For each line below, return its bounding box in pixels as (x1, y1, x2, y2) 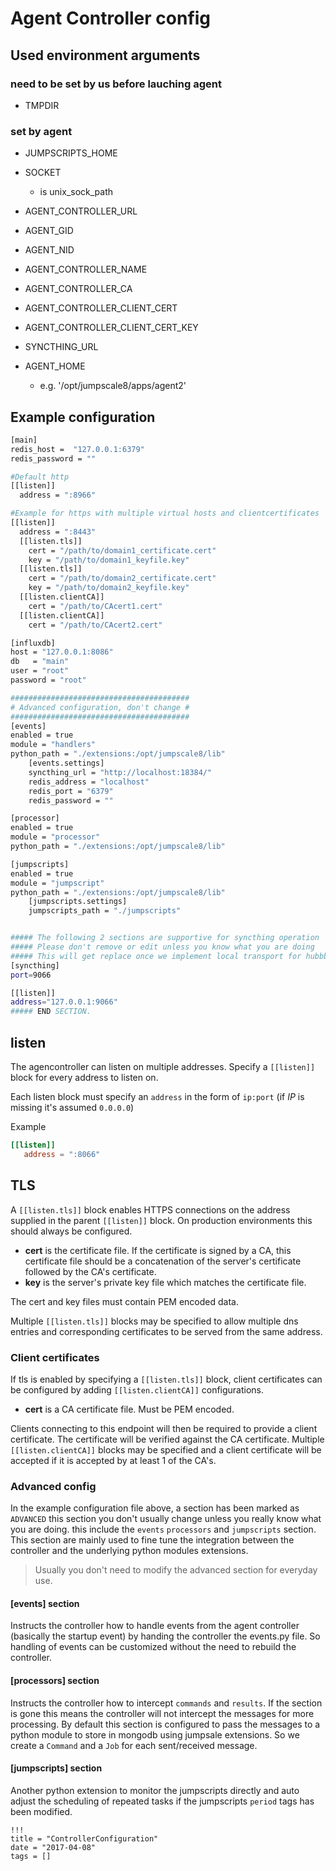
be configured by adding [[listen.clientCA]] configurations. (10, 1383, 265, 1396)
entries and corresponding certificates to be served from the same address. (10, 1325, 323, 1337)
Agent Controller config (10, 7, 212, 30)
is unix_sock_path (39, 186, 114, 198)
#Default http (10, 472, 70, 482)
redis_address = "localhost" (28, 777, 150, 787)
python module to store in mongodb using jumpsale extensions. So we (10, 1728, 300, 1741)
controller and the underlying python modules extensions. (10, 1545, 249, 1557)
